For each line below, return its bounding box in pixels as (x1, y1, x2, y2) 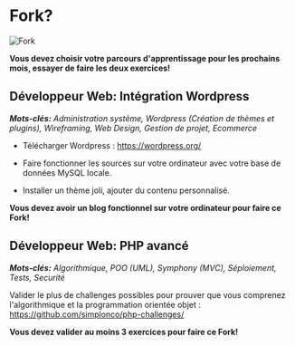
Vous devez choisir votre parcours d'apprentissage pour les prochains (9, 53, 281, 63)
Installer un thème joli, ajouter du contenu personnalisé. (22, 185, 231, 196)
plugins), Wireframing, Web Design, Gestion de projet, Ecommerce (9, 122, 258, 133)
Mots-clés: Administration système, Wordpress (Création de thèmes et (9, 112, 274, 123)
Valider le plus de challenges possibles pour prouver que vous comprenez (9, 289, 286, 300)
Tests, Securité (9, 272, 65, 283)
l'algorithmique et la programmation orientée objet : (9, 299, 202, 310)
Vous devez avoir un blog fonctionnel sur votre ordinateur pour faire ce (9, 202, 282, 213)
